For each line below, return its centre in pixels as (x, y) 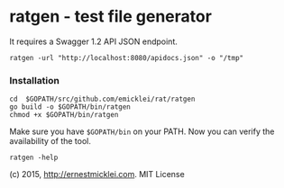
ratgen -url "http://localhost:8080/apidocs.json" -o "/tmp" (127, 58)
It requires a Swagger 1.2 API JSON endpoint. (94, 41)
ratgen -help (34, 158)
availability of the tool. (50, 141)
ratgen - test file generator (110, 17)
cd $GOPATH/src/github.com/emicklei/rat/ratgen (102, 99)
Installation (35, 80)
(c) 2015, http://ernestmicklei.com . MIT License (97, 175)
